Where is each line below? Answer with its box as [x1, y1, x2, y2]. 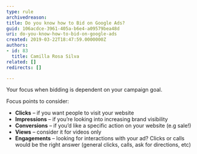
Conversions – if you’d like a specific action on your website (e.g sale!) [14, 122, 192, 129]
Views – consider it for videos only [14, 128, 102, 135]
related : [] [6, 59, 36, 65]
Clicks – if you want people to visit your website [14, 109, 134, 117]
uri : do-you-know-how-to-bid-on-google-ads [6, 31, 117, 37]
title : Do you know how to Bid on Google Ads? [6, 20, 125, 26]
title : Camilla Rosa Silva [11, 53, 80, 59]
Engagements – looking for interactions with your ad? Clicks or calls [14, 135, 185, 142]
